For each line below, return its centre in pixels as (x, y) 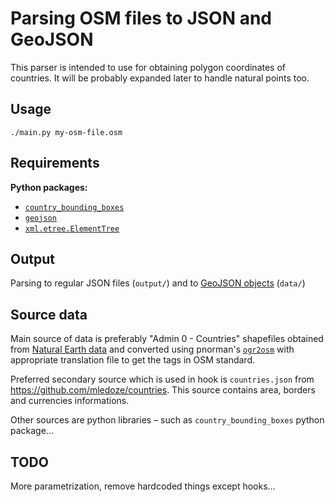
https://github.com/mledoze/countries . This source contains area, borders (163, 390)
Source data (49, 314)
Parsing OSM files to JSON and (141, 18)
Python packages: (49, 187)
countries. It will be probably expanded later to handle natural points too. (160, 78)
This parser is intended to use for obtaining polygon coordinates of (148, 67)
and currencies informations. (70, 401)
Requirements (55, 163)
